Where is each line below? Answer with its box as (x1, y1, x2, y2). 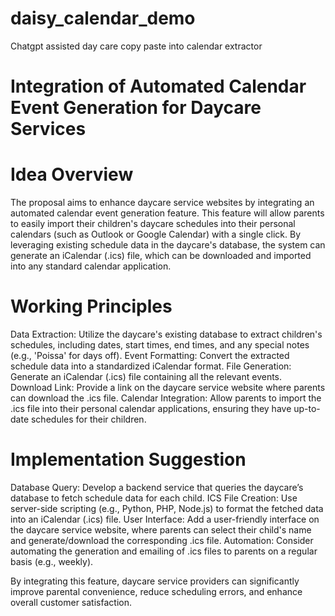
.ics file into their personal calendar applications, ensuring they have (10, 403, 292, 414)
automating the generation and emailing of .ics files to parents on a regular (10, 545, 318, 557)
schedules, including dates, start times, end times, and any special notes (10, 339, 310, 351)
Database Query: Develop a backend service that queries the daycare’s (10, 481, 304, 493)
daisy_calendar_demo (10, 7, 196, 30)
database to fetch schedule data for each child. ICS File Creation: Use (10, 492, 298, 504)
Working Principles (10, 295, 173, 318)
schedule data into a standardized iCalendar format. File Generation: (10, 360, 292, 372)
